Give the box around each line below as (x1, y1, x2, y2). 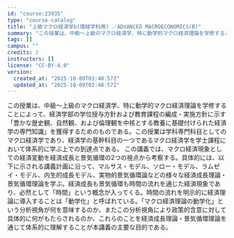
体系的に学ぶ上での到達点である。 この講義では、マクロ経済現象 (25, 145, 210, 153)
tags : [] (7, 36, 33, 43)
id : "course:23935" (7, 10, 64, 17)
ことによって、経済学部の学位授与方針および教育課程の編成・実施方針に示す (7, 110, 226, 118)
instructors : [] (7, 56, 54, 63)
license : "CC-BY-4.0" (7, 62, 70, 69)
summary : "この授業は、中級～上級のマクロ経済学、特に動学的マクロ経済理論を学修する (7, 29, 225, 37)
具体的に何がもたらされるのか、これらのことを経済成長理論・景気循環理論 (7, 214, 221, 223)
